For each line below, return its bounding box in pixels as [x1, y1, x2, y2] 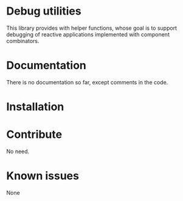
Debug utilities [6, 4, 81, 18]
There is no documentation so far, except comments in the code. [6, 78, 168, 86]
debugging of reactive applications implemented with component [6, 30, 170, 38]
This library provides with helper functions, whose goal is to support [6, 24, 178, 32]
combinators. [6, 37, 40, 44]
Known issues [6, 169, 79, 183]
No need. [6, 148, 30, 155]
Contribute [6, 128, 63, 141]
